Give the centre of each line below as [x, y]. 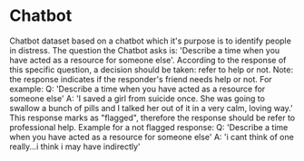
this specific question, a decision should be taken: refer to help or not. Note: [151, 70]
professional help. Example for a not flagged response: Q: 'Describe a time [149, 127]
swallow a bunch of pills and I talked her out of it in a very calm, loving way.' [151, 108]
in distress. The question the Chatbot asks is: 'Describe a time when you [145, 50]
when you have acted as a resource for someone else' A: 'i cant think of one [152, 137]
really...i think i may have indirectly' [75, 147]
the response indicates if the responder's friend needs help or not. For [141, 79]
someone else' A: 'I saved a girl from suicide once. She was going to [137, 98]
